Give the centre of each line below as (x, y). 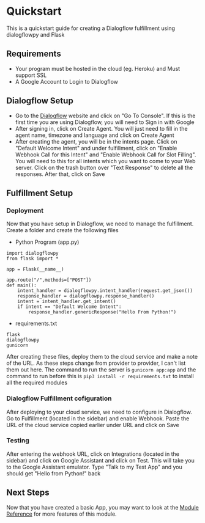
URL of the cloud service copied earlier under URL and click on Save (93, 425)
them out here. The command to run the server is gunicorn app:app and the (101, 370)
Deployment (25, 210)
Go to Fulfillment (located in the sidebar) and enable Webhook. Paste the (98, 418)
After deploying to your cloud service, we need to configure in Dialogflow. (99, 412)
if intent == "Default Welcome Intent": (69, 307)
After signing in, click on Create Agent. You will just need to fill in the (101, 128)
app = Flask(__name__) (35, 269)
